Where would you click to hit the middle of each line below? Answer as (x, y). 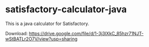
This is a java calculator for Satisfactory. (47, 24)
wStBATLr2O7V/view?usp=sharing (41, 39)
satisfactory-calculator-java (66, 9)
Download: (17, 33)
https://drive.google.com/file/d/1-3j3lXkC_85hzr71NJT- (86, 33)
